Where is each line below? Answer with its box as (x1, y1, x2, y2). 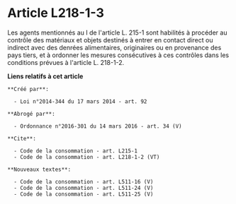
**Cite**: (7, 135, 37, 142)
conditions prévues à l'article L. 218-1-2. (7, 58, 125, 66)
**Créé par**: (7, 85, 50, 92)
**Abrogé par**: (7, 110, 55, 117)
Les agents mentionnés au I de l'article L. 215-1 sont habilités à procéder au (7, 28, 227, 37)
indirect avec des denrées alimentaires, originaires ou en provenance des (7, 43, 222, 52)
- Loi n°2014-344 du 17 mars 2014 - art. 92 (13, 97, 147, 105)
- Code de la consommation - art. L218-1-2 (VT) (13, 153, 160, 160)
